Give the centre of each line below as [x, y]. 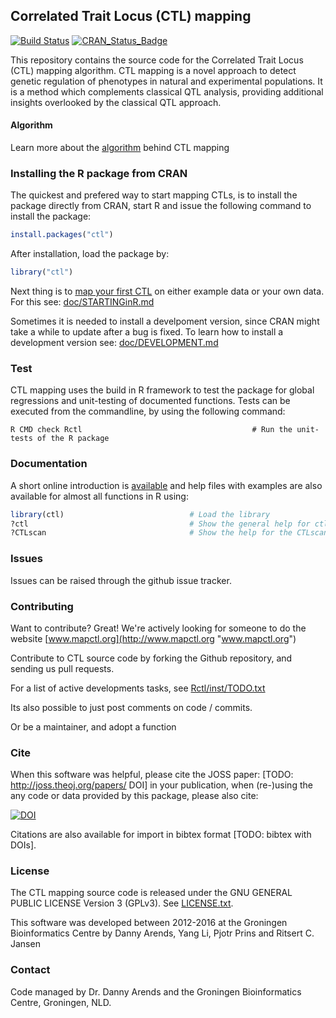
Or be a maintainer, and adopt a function [93, 726]
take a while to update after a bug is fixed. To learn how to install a [147, 332]
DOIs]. [23, 845]
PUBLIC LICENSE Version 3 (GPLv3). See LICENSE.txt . [122, 903]
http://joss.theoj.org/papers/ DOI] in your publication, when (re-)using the [161, 785]
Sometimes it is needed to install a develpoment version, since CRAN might [165, 321]
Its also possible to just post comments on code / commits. [131, 707]
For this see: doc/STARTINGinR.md [82, 302]
